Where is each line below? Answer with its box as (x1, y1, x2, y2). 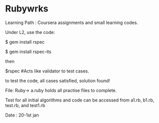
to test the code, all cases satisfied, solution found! (5, 77, 110, 83)
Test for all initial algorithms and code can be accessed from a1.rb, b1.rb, (5, 97, 154, 103)
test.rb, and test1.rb (5, 102, 45, 108)
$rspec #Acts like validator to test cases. (5, 68, 89, 74)
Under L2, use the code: (5, 29, 55, 35)
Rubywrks (5, 3, 48, 14)
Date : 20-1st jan (5, 112, 39, 118)
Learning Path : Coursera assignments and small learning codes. (5, 19, 138, 25)
